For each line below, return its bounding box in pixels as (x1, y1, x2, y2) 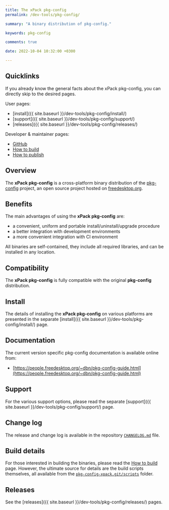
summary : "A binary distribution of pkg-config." (5, 21, 112, 26)
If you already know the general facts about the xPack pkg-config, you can (5, 85, 161, 91)
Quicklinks (5, 72, 40, 81)
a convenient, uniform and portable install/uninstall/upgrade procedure (12, 223, 160, 229)
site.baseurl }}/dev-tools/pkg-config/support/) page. (5, 404, 115, 410)
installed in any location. (5, 249, 55, 255)
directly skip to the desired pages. (5, 91, 76, 97)
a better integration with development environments (12, 229, 121, 235)
